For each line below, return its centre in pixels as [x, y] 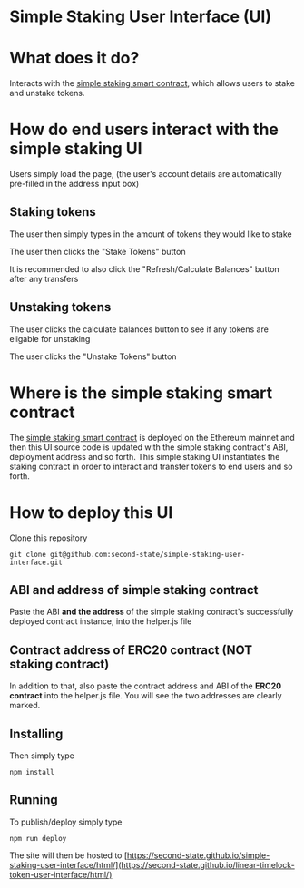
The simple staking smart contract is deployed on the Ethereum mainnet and [152, 437]
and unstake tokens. [47, 93]
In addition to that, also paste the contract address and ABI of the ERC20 [146, 686]
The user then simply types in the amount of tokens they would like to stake [151, 234]
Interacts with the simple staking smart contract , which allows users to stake [152, 83]
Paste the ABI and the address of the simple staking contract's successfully [152, 612]
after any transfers [44, 278]
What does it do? [74, 59]
